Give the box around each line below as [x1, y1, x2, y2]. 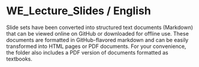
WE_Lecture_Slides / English [6, 4, 151, 18]
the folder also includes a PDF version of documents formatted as [6, 49, 169, 56]
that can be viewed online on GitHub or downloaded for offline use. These [6, 30, 189, 37]
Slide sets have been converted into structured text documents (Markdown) [6, 24, 194, 31]
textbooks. [6, 55, 33, 62]
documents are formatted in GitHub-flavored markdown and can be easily [6, 36, 189, 43]
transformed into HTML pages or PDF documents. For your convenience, [6, 43, 186, 50]
